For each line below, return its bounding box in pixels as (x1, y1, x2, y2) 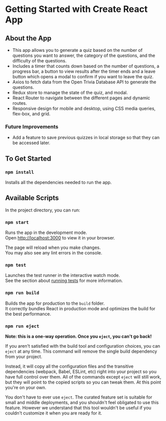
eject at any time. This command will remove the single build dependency (5, 348, 158, 354)
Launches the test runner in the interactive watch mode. (5, 272, 121, 278)
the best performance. (5, 311, 51, 317)
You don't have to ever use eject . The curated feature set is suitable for (5, 394, 153, 400)
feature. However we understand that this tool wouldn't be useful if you (5, 405, 152, 411)
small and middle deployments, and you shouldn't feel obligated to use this (5, 399, 159, 405)
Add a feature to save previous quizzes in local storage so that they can (12, 135, 160, 141)
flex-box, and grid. (12, 111, 51, 117)
